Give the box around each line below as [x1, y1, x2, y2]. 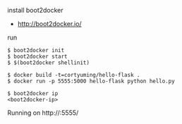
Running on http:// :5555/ [7, 108, 79, 117]
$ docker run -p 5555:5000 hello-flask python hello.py [7, 77, 175, 85]
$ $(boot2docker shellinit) [7, 59, 90, 66]
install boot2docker [7, 6, 63, 14]
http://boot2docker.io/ [17, 20, 83, 27]
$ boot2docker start [7, 53, 68, 60]
